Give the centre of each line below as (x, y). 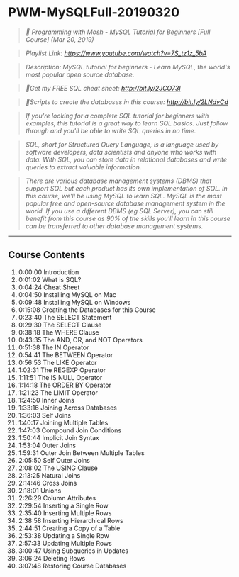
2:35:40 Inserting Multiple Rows (65, 513)
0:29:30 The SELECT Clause (60, 325)
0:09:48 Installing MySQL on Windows (74, 302)
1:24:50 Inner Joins (46, 400)
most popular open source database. (80, 74)
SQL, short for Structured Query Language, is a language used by (122, 144)
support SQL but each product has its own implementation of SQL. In (126, 188)
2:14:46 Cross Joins (48, 483)
